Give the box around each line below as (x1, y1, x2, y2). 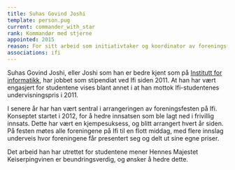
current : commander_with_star (7, 23, 96, 30)
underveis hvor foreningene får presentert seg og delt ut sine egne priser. (7, 134, 220, 142)
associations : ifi (7, 50, 61, 57)
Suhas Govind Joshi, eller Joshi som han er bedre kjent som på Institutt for (7, 68, 222, 77)
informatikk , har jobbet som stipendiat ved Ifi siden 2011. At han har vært (7, 76, 216, 84)
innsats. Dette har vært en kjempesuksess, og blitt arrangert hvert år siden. (7, 119, 224, 127)
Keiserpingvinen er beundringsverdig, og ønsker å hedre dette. (7, 155, 189, 163)
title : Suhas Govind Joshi (7, 10, 86, 17)
